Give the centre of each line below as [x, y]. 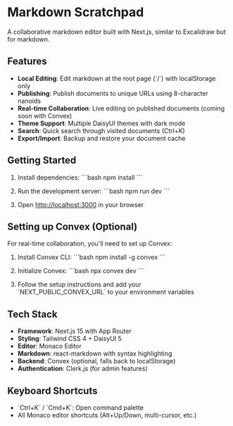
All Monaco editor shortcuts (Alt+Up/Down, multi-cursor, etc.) [107, 415]
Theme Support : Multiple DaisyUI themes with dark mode [101, 123]
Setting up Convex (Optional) [73, 226]
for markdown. [29, 39]
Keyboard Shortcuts [52, 390]
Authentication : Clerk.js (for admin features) [82, 369]
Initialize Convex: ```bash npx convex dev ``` [81, 271]
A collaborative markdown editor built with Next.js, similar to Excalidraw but [117, 32]
